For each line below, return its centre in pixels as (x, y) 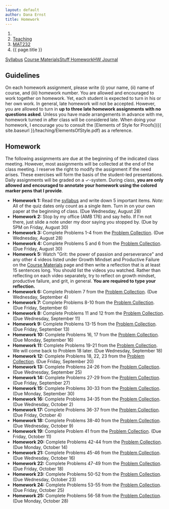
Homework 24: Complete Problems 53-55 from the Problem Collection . (87, 485)
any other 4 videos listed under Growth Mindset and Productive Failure (86, 260)
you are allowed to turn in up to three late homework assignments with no (83, 109)
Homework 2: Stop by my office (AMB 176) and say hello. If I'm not (82, 217)
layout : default (22, 10)
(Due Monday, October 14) (40, 447)
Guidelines (22, 75)
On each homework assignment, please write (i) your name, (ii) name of (80, 88)
